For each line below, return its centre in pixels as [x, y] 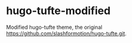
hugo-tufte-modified [58, 11]
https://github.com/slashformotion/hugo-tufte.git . [67, 33]
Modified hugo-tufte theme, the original [54, 27]
